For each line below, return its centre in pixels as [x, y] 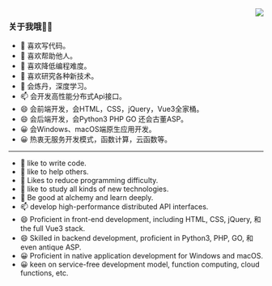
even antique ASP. [51, 247]
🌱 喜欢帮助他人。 [48, 56]
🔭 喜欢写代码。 [45, 46]
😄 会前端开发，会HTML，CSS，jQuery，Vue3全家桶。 [112, 109]
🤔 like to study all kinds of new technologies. [94, 189]
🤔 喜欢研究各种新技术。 [59, 76]
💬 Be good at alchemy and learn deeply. [87, 198]
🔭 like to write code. [53, 163]
